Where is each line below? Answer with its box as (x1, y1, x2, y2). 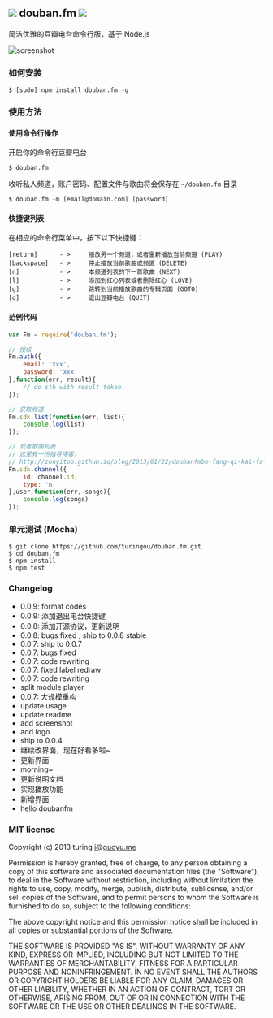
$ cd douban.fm (8, 550, 60, 558)
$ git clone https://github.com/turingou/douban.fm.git (8, 543, 201, 551)
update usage (19, 700, 67, 710)
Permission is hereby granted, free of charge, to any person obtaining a (8, 857, 248, 868)
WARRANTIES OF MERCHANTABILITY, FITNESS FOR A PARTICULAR (8, 958, 238, 968)
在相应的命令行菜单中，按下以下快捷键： (8, 233, 144, 243)
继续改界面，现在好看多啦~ (19, 745, 111, 755)
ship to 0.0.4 (19, 735, 63, 745)
